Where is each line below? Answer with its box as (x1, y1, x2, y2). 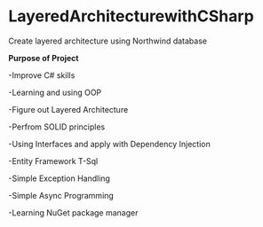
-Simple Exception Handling (8, 173, 110, 184)
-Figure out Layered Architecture (8, 104, 129, 114)
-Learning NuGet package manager (8, 207, 139, 218)
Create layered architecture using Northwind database (8, 35, 208, 46)
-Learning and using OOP (8, 87, 102, 98)
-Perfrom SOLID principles (8, 121, 106, 132)
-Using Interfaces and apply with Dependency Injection (8, 138, 211, 149)
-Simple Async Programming (8, 190, 115, 200)
